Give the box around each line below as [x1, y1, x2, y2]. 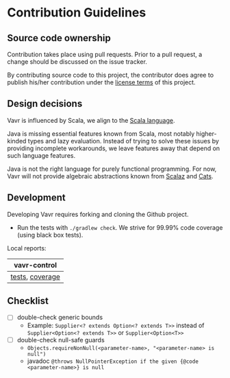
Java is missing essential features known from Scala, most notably [7, 129, 195, 138]
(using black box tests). [16, 231, 84, 239]
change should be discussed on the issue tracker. [7, 58, 147, 66]
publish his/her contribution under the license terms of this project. [7, 78, 196, 86]
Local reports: [7, 244, 47, 252]
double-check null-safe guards [16, 335, 105, 344]
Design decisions [7, 98, 83, 110]
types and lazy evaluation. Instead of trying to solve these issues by [27, 137, 219, 145]
